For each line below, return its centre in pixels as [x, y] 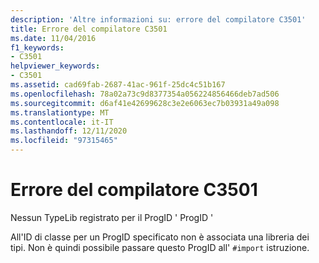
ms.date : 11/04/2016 [53, 38]
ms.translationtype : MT [60, 112]
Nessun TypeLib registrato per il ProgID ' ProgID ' [112, 217]
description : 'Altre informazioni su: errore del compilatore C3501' [158, 19]
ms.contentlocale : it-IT [62, 122]
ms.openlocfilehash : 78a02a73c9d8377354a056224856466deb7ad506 [145, 94]
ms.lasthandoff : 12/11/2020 [69, 131]
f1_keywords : [37, 47]
